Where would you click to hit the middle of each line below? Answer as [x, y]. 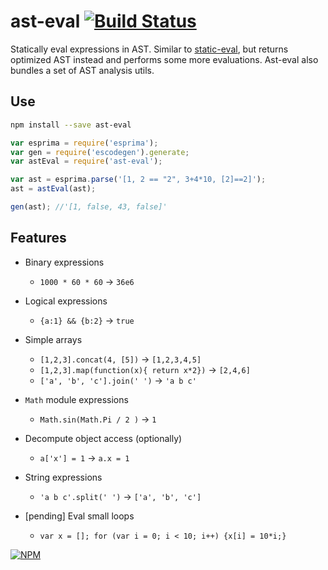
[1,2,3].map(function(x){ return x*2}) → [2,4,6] [145, 369]
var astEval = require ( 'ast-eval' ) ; [86, 161]
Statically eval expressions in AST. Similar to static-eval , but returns [149, 49]
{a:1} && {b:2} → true [87, 320]
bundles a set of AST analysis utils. [82, 70]
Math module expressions [76, 399]
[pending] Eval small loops [79, 516]
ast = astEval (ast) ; [53, 189]
